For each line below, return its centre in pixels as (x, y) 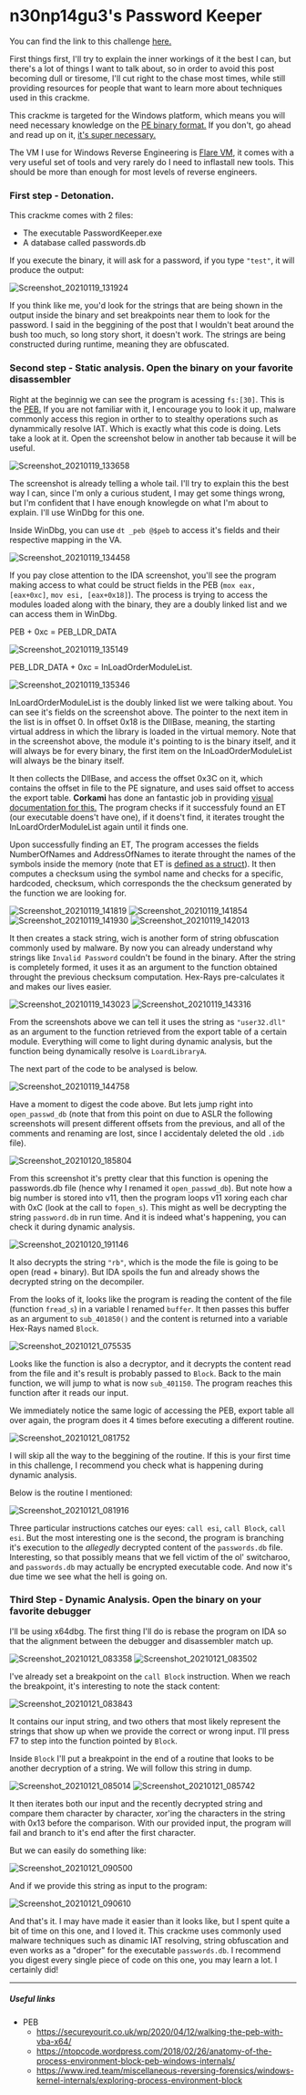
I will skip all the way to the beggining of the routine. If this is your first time (150, 1455)
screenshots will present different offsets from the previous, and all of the (147, 1123)
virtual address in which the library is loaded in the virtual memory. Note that (153, 731)
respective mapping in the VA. (66, 539)
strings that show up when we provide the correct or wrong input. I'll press (149, 1731)
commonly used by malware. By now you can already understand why (141, 948)
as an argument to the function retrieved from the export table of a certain (148, 1032)
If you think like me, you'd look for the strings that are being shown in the (146, 306)
